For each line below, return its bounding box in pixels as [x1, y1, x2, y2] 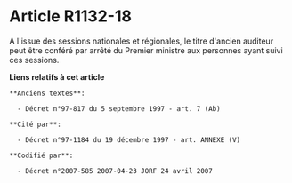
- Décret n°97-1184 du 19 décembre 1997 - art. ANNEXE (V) [17, 135, 241, 144]
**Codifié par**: [9, 151, 74, 160]
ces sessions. [9, 54, 60, 65]
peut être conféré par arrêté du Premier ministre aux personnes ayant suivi [9, 44, 283, 55]
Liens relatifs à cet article [9, 71, 105, 82]
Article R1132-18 [9, 6, 132, 27]
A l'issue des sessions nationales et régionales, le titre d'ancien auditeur [9, 36, 274, 46]
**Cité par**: [9, 120, 62, 129]
